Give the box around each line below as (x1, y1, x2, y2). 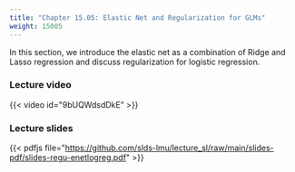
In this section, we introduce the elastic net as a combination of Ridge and (9, 46, 286, 57)
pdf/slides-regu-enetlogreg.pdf (9, 152, 127, 163)
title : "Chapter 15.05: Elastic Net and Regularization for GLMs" (9, 13, 266, 23)
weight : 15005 (9, 22, 64, 31)
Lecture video (9, 79, 73, 91)
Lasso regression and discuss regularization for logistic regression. (9, 56, 261, 67)
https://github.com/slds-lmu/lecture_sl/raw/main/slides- (64, 142, 274, 154)
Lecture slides (9, 121, 74, 134)
